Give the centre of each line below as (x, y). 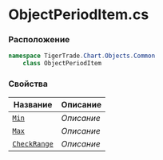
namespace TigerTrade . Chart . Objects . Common (82, 56)
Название (33, 104)
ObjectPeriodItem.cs (79, 15)
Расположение (39, 40)
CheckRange (33, 144)
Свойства (28, 84)
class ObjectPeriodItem (62, 64)
